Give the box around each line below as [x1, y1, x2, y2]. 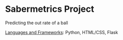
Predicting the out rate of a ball [5, 20, 68, 26]
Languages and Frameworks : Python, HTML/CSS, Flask [5, 29, 119, 35]
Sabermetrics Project [5, 3, 94, 15]
